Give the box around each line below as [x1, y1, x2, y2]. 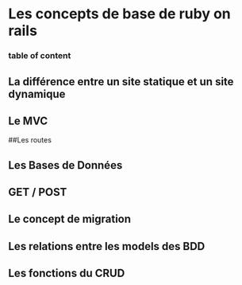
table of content [8, 50, 71, 61]
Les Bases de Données [8, 158, 123, 172]
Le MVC [8, 114, 48, 127]
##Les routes [8, 135, 52, 145]
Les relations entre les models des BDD [8, 240, 206, 253]
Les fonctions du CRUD [8, 267, 125, 280]
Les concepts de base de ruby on [8, 5, 232, 23]
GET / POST [8, 185, 67, 199]
